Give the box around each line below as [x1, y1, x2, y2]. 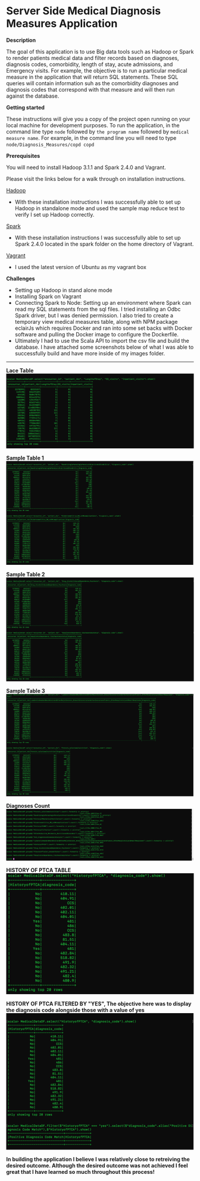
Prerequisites [6, 152, 40, 159]
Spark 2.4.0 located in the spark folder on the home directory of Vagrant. [14, 240, 194, 248]
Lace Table [6, 367, 34, 374]
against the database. [6, 92, 60, 99]
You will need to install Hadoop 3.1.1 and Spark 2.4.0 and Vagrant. [6, 164, 167, 171]
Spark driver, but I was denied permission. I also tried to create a [14, 311, 174, 319]
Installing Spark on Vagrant [14, 293, 82, 300]
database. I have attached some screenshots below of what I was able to [14, 343, 194, 351]
